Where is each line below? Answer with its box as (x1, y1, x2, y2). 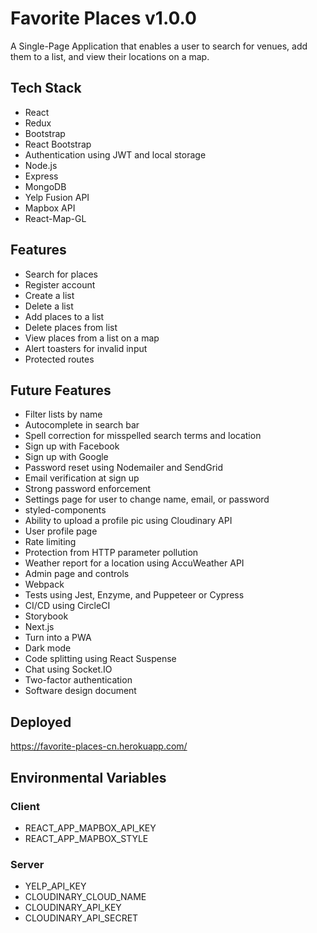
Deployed (10, 713, 72, 731)
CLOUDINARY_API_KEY (24, 902, 122, 914)
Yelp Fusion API (24, 191, 90, 203)
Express (24, 170, 59, 182)
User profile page (24, 525, 98, 537)
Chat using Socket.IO (24, 663, 113, 676)
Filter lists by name (24, 408, 103, 421)
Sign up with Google (24, 451, 109, 463)
